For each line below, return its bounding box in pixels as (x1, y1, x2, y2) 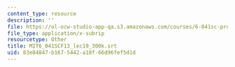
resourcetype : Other (7, 36, 68, 43)
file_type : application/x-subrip (7, 29, 105, 37)
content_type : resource (7, 10, 77, 17)
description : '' (7, 17, 55, 24)
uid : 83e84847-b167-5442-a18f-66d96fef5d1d (7, 50, 136, 57)
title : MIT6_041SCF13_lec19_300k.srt (7, 43, 117, 50)
